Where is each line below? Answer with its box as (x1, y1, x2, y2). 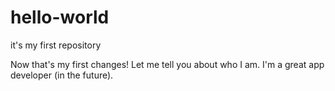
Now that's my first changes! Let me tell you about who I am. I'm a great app (10, 58, 325, 70)
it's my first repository (10, 39, 102, 51)
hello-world (10, 6, 110, 29)
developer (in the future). (10, 69, 114, 81)
